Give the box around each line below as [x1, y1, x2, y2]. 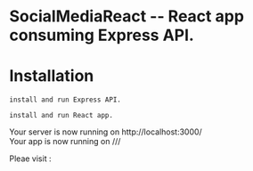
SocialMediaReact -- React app [9, 6, 245, 27]
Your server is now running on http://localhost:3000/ [9, 126, 202, 137]
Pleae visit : [9, 153, 52, 164]
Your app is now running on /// [9, 136, 121, 147]
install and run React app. [9, 111, 114, 120]
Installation [9, 66, 94, 86]
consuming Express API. [9, 25, 194, 45]
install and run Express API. [9, 95, 122, 104]
